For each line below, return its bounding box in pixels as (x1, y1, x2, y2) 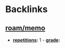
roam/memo (5, 24, 46, 32)
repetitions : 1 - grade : (12, 37, 60, 43)
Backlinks (5, 4, 48, 15)
